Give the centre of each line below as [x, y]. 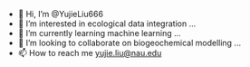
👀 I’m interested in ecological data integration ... [107, 24]
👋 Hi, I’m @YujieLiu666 [61, 14]
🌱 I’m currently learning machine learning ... [99, 33]
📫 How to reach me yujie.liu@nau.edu [90, 53]
